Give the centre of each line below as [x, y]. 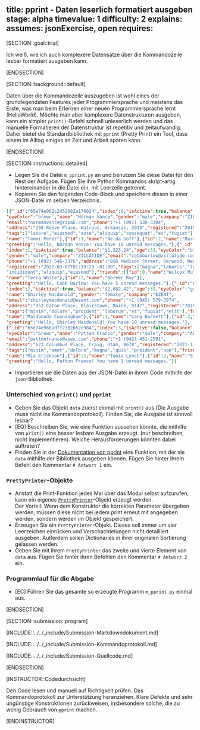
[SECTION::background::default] [46, 84]
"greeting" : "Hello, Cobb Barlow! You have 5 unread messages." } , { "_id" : [98, 283]
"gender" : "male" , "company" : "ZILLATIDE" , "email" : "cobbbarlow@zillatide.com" [102, 256]
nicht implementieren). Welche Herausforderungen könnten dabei [95, 439]
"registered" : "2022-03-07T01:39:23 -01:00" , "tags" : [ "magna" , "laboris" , [97, 267]
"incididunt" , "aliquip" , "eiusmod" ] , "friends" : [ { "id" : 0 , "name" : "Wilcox [96, 272]
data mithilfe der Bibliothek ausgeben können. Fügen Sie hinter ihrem [99, 458]
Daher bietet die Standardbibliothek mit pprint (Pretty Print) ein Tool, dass [97, 133]
